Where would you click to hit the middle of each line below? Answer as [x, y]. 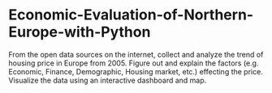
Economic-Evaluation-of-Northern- [131, 15]
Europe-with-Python [80, 32]
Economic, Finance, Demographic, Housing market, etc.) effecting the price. [136, 71]
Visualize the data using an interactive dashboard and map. [108, 80]
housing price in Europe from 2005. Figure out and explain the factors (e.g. [134, 63]
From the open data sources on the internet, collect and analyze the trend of [136, 54]
